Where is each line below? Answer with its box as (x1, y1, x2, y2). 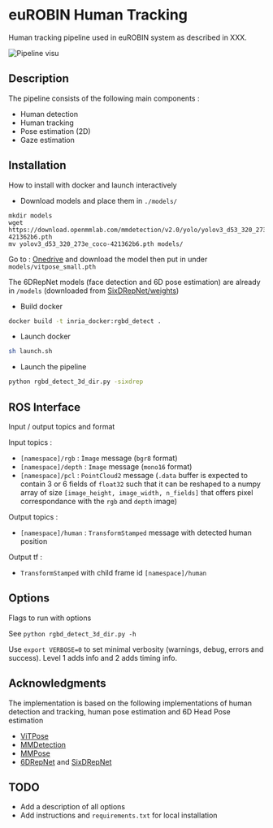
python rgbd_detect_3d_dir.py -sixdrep (8, 377, 144, 386)
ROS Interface (8, 400, 81, 414)
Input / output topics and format (8, 422, 115, 431)
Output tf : (8, 552, 43, 562)
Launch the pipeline (19, 362, 87, 372)
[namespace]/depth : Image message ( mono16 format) (19, 462, 193, 472)
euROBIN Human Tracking (8, 6, 188, 24)
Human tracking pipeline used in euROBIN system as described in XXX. (8, 32, 248, 42)
